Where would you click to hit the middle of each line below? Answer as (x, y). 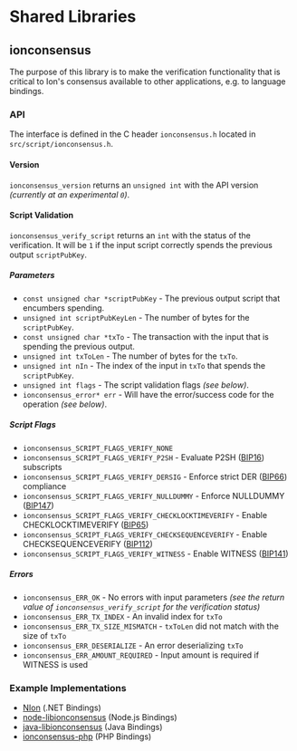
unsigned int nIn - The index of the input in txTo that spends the (144, 365)
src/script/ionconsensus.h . (62, 144)
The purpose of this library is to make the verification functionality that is (145, 72)
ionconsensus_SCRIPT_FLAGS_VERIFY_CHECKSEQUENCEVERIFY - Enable (145, 534)
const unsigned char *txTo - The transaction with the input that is (145, 336)
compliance (44, 486)
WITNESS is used (55, 664)
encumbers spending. (63, 308)
